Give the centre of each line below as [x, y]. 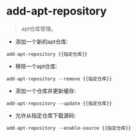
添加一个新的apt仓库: [41, 41]
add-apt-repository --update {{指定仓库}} [59, 103]
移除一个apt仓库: [36, 66]
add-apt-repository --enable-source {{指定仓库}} [69, 128]
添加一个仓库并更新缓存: [45, 91]
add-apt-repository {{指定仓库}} [47, 54]
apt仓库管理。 [39, 28]
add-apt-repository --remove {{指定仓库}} [59, 79]
